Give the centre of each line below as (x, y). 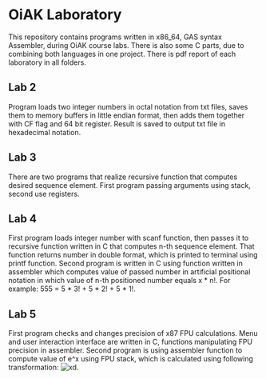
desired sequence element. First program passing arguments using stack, (130, 185)
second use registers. (44, 193)
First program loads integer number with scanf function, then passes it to (129, 238)
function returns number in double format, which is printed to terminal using (133, 255)
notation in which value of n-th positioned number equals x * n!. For (119, 281)
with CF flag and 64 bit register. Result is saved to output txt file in (117, 124)
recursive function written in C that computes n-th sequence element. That (131, 246)
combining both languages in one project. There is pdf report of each (122, 54)
